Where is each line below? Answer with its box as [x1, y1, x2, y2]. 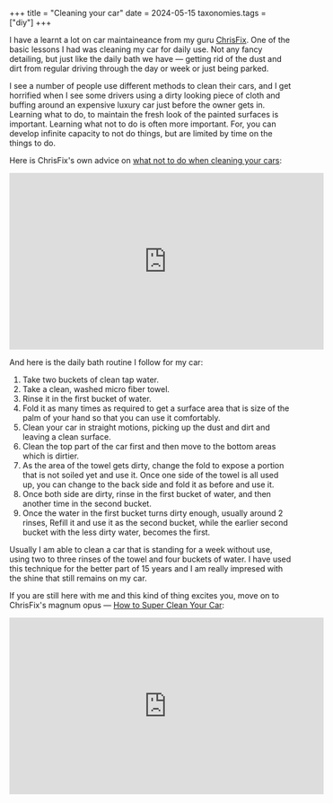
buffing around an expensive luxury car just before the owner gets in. [9, 100, 266, 110]
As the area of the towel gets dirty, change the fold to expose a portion [22, 460, 285, 470]
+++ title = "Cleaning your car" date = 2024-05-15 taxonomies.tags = [9, 8, 267, 18]
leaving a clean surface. [22, 432, 111, 442]
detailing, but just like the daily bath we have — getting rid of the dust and [9, 54, 283, 64]
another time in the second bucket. [22, 498, 153, 509]
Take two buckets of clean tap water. [22, 374, 160, 385]
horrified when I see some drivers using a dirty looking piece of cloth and [9, 90, 281, 100]
